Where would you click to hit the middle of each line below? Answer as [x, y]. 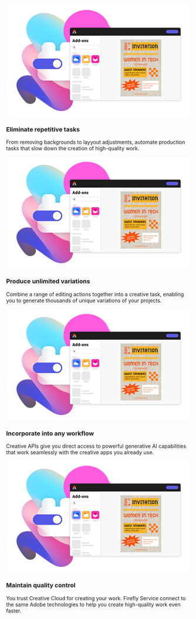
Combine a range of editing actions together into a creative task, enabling [95, 294]
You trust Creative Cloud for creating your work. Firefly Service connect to [96, 598]
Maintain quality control [41, 586]
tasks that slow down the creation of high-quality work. [73, 148]
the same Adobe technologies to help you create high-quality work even [93, 604]
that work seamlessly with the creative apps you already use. [80, 452]
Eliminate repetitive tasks [43, 130]
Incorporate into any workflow [50, 433]
